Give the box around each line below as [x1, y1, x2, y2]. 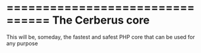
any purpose [6, 40, 38, 47]
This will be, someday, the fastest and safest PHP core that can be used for [6, 33, 196, 40]
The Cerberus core [52, 13, 150, 27]
